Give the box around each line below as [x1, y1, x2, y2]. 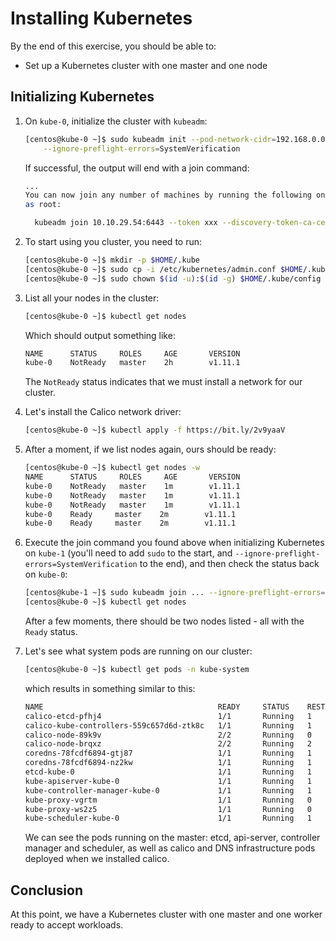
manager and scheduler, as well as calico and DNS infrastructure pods [24, 842, 316, 854]
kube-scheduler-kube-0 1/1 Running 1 [24, 813, 312, 824]
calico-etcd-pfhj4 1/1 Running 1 [24, 711, 312, 721]
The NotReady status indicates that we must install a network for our [24, 376, 303, 388]
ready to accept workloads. [10, 919, 124, 931]
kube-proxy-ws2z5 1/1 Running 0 [24, 804, 312, 814]
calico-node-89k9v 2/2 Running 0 [24, 730, 312, 740]
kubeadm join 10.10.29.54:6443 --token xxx [34, 218, 218, 228]
